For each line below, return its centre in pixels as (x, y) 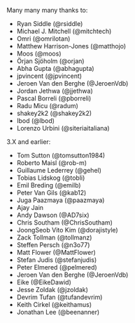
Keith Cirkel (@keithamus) (54, 304)
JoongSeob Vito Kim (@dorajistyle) (67, 230)
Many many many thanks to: (47, 10)
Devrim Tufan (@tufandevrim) (59, 297)
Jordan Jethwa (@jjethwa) (55, 91)
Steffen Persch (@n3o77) (53, 245)
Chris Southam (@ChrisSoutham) (65, 223)
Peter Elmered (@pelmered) (57, 267)
